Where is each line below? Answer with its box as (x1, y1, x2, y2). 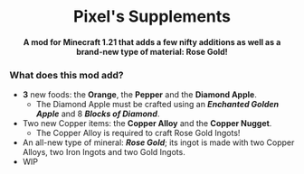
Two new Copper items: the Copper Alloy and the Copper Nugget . (22, 118, 272, 129)
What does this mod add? (9, 69, 124, 81)
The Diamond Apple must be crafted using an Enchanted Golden (35, 99, 279, 110)
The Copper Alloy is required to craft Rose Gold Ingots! (35, 128, 241, 139)
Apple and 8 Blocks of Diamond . (35, 108, 160, 119)
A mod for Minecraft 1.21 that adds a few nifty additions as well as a (23, 36, 281, 47)
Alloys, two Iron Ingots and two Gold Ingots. (22, 147, 185, 158)
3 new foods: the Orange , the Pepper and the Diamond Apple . (22, 89, 258, 100)
